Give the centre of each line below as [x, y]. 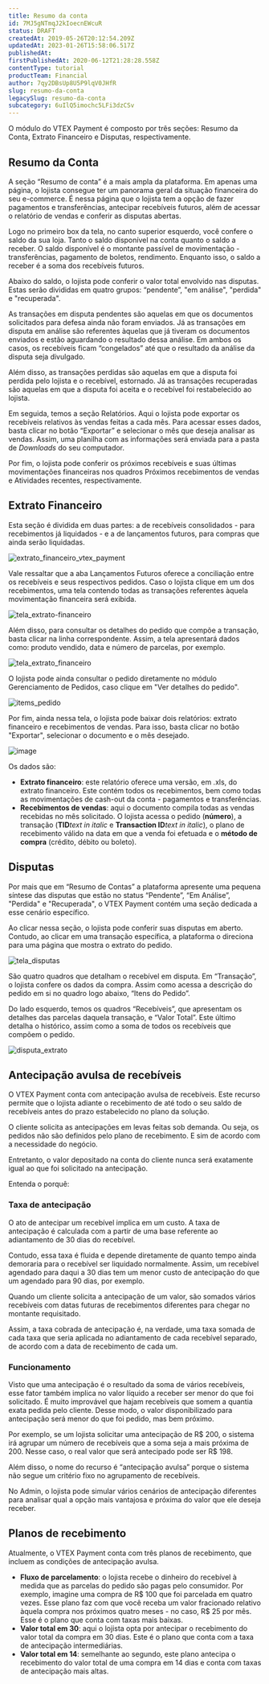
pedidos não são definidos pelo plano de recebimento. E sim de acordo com [134, 1136]
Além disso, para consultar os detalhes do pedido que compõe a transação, [134, 630]
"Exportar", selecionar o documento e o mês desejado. [99, 735]
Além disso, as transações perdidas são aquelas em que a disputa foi [123, 372]
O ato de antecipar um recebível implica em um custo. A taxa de [114, 1222]
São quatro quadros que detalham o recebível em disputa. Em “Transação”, [132, 976]
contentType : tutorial [46, 68]
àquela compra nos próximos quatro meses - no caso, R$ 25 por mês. [136, 1611]
